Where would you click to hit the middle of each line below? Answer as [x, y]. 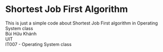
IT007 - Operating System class [39, 44]
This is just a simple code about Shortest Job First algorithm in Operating [82, 23]
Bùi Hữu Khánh [21, 33]
